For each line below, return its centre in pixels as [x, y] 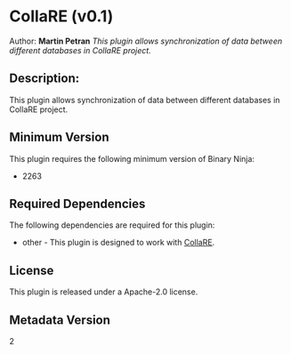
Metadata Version [60, 320]
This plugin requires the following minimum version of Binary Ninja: [132, 158]
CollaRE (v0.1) [61, 16]
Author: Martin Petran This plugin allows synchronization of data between [146, 41]
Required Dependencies [77, 203]
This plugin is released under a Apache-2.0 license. [104, 292]
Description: [44, 79]
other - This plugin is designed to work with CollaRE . [118, 243]
